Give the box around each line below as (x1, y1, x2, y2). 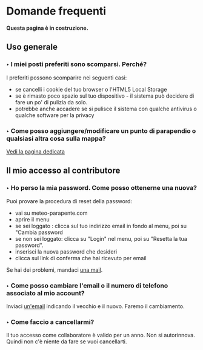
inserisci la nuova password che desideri (15, 247, 117, 255)
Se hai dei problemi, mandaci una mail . (6, 266, 103, 274)
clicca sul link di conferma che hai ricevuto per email (15, 254, 147, 261)
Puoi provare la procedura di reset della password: (6, 197, 132, 204)
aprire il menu (15, 215, 50, 223)
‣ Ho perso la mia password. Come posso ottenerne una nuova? (6, 184, 197, 192)
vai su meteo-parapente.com (15, 209, 88, 217)
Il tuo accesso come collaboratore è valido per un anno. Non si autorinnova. (6, 332, 195, 339)
